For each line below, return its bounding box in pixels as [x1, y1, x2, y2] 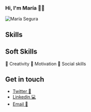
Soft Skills [5, 47, 38, 56]
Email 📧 [12, 101, 29, 107]
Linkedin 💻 [12, 94, 36, 100]
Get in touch [5, 75, 44, 83]
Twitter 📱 [12, 88, 32, 94]
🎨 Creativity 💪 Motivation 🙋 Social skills [5, 60, 86, 66]
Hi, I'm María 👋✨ [5, 4, 45, 11]
